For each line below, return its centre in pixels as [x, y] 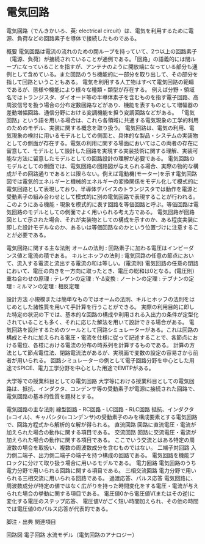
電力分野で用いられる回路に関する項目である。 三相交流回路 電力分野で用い [101, 470]
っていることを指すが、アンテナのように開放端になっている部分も [110, 66]
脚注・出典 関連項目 [31, 521]
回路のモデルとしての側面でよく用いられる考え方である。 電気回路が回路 [103, 212]
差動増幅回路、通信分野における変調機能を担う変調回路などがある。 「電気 [101, 112]
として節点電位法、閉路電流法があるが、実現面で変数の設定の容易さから [102, 352]
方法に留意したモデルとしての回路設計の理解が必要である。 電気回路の [106, 158]
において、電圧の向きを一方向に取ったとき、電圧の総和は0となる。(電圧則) [100, 270]
